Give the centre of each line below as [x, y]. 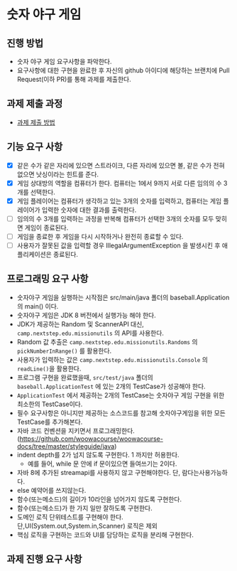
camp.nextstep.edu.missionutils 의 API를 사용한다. [90, 333]
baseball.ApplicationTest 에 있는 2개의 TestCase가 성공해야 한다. [111, 386]
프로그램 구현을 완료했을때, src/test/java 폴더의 [85, 377]
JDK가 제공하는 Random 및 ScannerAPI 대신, [81, 324]
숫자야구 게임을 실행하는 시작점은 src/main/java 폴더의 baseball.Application [123, 297]
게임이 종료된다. [46, 228]
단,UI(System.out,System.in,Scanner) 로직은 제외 [87, 525]
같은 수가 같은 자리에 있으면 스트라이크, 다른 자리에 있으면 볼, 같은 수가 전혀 [121, 165]
